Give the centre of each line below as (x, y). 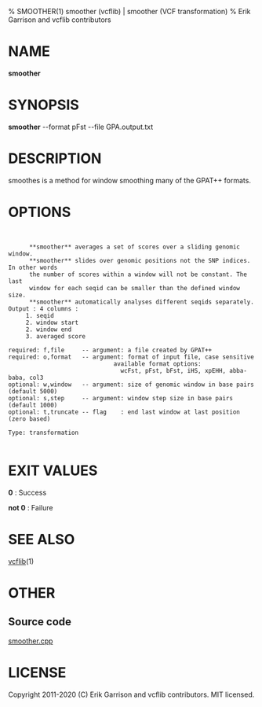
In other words (33, 267)
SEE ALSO (42, 539)
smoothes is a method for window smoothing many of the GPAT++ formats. (129, 180)
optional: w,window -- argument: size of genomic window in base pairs (131, 385)
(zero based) (29, 419)
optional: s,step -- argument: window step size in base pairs (121, 398)
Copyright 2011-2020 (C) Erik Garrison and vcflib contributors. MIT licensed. (131, 694)
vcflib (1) (21, 561)
